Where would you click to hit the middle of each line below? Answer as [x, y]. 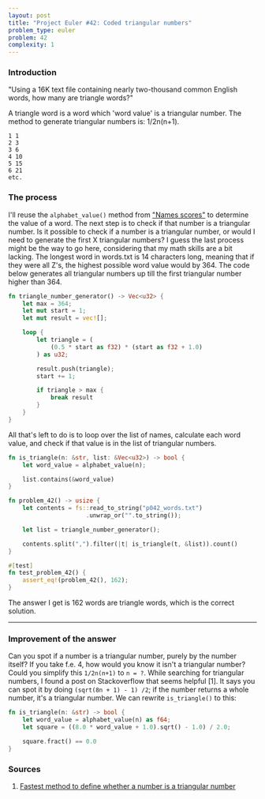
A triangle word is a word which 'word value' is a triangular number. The [125, 113]
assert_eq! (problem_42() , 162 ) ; [75, 580]
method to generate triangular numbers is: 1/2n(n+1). [94, 122]
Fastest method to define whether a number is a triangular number [127, 786]
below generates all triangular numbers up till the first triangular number [125, 273]
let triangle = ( [65, 340]
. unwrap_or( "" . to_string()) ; [133, 516]
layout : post [30, 15]
